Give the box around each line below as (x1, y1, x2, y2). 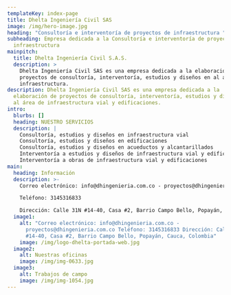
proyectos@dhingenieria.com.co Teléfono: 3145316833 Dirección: (25, 226, 214, 233)
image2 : (13, 245, 36, 252)
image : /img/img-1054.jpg (19, 277, 94, 284)
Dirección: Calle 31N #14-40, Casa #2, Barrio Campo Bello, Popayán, (19, 207, 223, 214)
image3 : (13, 265, 36, 272)
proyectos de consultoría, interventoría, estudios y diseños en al (19, 73, 220, 81)
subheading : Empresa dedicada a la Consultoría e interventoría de (7, 36, 205, 43)
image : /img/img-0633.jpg (19, 258, 94, 265)
